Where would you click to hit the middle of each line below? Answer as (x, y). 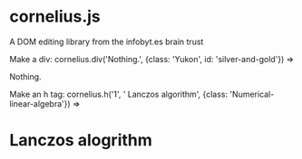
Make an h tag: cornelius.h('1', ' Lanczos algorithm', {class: (119, 94)
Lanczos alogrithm (81, 140)
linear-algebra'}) (40, 103)
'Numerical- (252, 94)
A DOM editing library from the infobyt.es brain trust (107, 42)
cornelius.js (55, 17)
